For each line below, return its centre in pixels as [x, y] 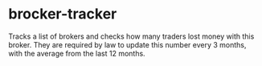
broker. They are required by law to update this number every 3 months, [127, 44]
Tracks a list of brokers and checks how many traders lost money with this [131, 36]
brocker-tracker [63, 14]
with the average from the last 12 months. [77, 53]
